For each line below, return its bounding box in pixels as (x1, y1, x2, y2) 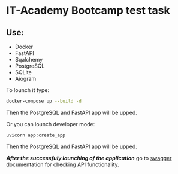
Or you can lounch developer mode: (6, 120, 95, 127)
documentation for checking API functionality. (6, 161, 120, 168)
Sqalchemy (14, 56, 43, 63)
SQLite (14, 69, 32, 75)
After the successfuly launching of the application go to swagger (6, 154, 172, 161)
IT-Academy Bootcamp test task (6, 4, 170, 17)
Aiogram (14, 75, 37, 82)
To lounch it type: (6, 87, 50, 93)
